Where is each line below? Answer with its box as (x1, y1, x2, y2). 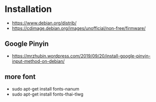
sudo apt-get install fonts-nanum (11, 86, 79, 92)
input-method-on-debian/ (11, 58, 65, 64)
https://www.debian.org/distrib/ (11, 20, 77, 26)
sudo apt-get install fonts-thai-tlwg (11, 91, 84, 97)
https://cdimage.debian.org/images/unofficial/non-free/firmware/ (11, 25, 146, 31)
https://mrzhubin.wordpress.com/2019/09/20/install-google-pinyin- (11, 53, 151, 59)
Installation (4, 3, 52, 15)
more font (4, 73, 36, 81)
